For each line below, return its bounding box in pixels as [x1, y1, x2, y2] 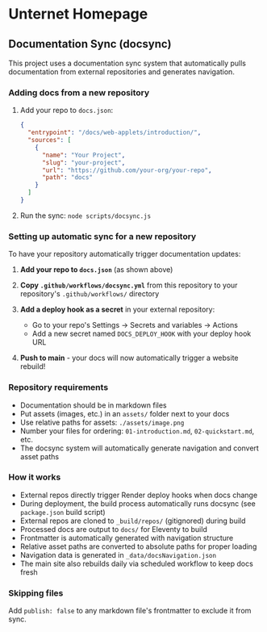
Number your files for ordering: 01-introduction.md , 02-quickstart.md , [19, 425, 255, 436]
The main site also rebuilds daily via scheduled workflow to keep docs [19, 559, 254, 568]
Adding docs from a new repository [8, 86, 150, 98]
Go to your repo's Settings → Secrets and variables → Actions [31, 320, 238, 330]
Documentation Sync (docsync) [8, 37, 172, 51]
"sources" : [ [27, 136, 72, 144]
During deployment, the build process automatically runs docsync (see [19, 498, 256, 509]
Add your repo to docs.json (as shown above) [19, 265, 173, 274]
